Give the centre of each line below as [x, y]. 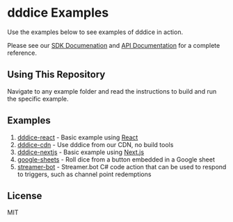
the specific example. [38, 99]
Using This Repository [56, 75]
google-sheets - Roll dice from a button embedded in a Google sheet [116, 159]
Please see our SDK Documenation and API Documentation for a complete [114, 45]
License [25, 196]
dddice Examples [58, 13]
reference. [22, 53]
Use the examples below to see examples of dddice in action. [95, 32]
